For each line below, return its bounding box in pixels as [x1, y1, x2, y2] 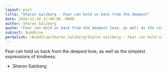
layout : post [5, 7, 32, 12]
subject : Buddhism [5, 30, 43, 35]
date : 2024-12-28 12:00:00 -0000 [5, 16, 75, 21]
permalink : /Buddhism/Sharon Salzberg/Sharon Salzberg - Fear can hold [5, 35, 157, 40]
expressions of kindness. [5, 53, 57, 59]
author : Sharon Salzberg [5, 21, 57, 26]
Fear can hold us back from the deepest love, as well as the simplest [5, 48, 146, 54]
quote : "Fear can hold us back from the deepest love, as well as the [5, 26, 155, 31]
